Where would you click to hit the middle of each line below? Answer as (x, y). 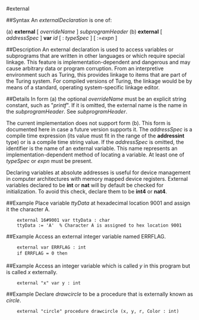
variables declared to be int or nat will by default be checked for (85, 185)
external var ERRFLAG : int (51, 247)
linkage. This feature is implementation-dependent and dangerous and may (98, 62)
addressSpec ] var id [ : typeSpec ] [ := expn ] (62, 38)
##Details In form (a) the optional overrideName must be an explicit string (96, 99)
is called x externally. (32, 272)
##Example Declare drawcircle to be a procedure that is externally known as (99, 294)
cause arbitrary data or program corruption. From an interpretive (85, 68)
